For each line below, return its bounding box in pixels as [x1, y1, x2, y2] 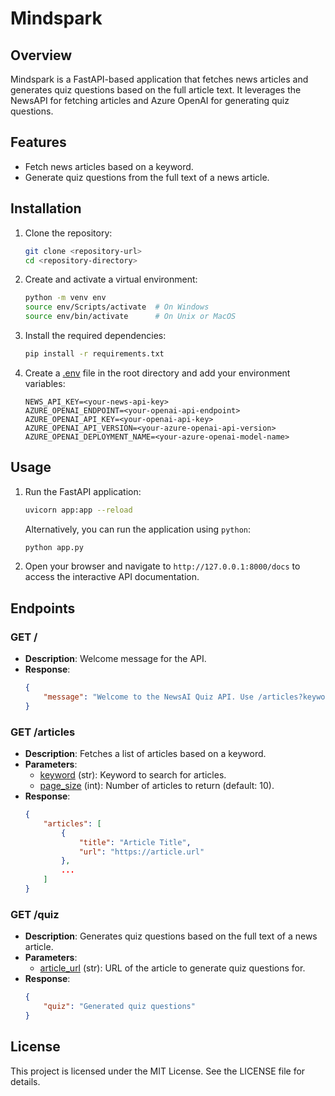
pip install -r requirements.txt [24, 349, 165, 359]
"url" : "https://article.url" [78, 847, 205, 857]
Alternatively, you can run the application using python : [24, 523, 252, 535]
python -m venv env [24, 293, 107, 303]
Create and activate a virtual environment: [24, 273, 198, 286]
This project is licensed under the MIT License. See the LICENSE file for [10, 1065, 306, 1077]
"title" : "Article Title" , [78, 837, 192, 847]
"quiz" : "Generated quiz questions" [43, 1002, 196, 1012]
